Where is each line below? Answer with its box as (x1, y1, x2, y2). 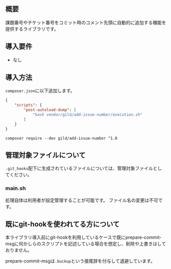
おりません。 (5, 247, 32, 253)
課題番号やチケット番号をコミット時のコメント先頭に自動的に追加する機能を (5, 19, 166, 26)
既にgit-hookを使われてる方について (5, 220, 120, 229)
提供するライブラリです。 (5, 26, 59, 32)
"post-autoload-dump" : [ (23, 107, 77, 113)
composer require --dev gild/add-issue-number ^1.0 (5, 136, 117, 141)
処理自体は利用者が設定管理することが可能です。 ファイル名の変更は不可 (5, 197, 158, 203)
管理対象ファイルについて (5, 150, 86, 160)
